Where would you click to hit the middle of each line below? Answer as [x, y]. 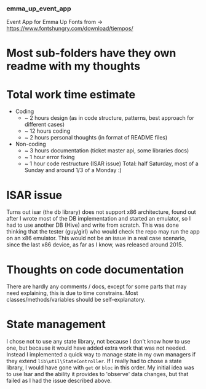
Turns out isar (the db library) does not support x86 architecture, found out [101, 212]
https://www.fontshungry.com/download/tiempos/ [70, 28]
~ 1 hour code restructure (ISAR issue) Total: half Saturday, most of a [111, 163]
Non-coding [30, 144]
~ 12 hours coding [47, 131]
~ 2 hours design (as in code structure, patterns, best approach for [109, 118]
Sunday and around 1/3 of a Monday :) [73, 170]
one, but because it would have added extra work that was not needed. [97, 348]
